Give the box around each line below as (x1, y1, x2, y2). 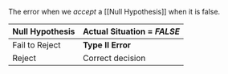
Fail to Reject (12, 39, 62, 51)
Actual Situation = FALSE (83, 26, 181, 37)
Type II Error (83, 39, 131, 51)
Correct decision (83, 52, 146, 64)
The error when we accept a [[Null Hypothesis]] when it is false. (8, 7, 221, 16)
